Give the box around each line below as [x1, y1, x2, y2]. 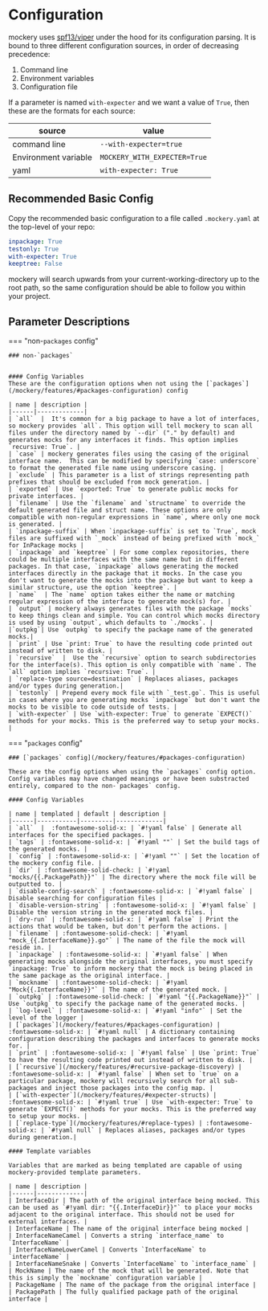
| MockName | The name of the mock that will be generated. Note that [8, 1267, 250, 1275]
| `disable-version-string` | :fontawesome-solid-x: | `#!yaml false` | [8, 901, 257, 909]
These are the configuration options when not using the [8, 380, 203, 388]
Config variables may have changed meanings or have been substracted [8, 775, 250, 783]
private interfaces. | [8, 492, 84, 500]
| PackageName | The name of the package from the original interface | [8, 1281, 257, 1289]
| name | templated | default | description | [8, 810, 167, 819]
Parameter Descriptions [8, 315, 130, 329]
